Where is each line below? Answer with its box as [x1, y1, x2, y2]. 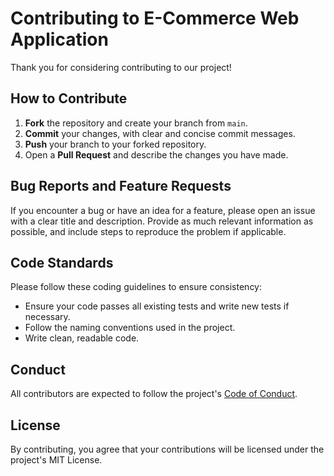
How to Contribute [10, 90, 128, 107]
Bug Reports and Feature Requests [10, 178, 232, 195]
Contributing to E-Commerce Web [10, 7, 300, 30]
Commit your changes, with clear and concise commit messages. [24, 127, 296, 139]
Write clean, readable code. [24, 332, 140, 344]
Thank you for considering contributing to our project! [10, 61, 232, 73]
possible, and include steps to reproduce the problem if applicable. [10, 225, 287, 237]
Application [10, 28, 109, 51]
